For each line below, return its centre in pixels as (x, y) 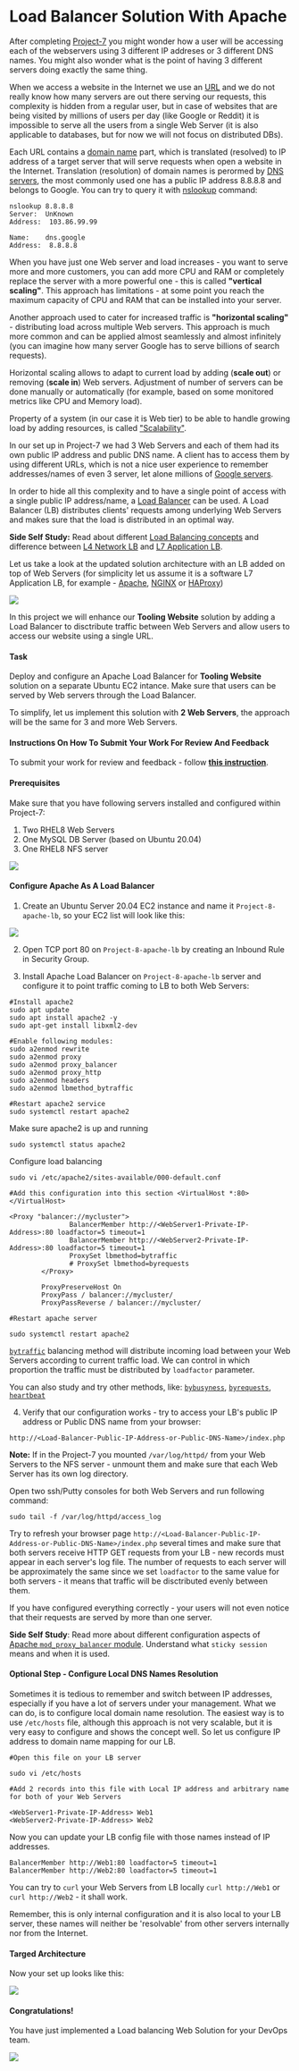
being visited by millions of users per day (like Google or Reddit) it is (134, 115)
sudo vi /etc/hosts (46, 1773)
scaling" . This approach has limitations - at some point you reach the (137, 290)
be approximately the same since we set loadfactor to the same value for (144, 1571)
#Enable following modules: (62, 1041)
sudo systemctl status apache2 (67, 1145)
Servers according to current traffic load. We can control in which (130, 1360)
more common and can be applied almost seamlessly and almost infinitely (145, 336)
